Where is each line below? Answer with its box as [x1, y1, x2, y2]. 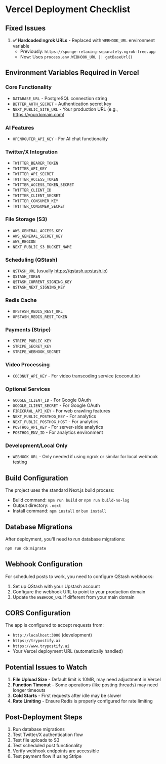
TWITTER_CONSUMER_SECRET [12, 204, 65, 209]
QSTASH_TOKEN [12, 274, 40, 279]
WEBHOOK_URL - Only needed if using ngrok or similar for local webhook [12, 454, 158, 460]
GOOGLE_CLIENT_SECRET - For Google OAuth [12, 402, 100, 408]
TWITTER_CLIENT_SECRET [12, 193, 61, 199]
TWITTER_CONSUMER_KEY [12, 199, 58, 204]
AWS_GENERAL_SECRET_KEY [12, 234, 63, 239]
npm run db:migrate [5, 546, 47, 551]
